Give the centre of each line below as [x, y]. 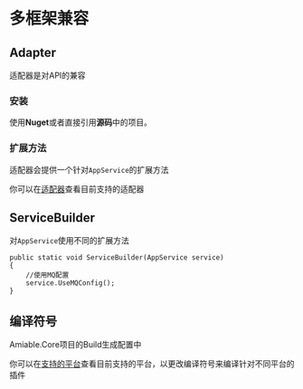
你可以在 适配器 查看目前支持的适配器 [77, 189]
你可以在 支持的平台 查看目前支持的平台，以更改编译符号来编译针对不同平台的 [152, 364]
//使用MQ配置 [47, 275]
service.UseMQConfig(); [71, 283]
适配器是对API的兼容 [47, 75]
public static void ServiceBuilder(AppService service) [117, 258]
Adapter [33, 52]
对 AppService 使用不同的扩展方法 [69, 241]
